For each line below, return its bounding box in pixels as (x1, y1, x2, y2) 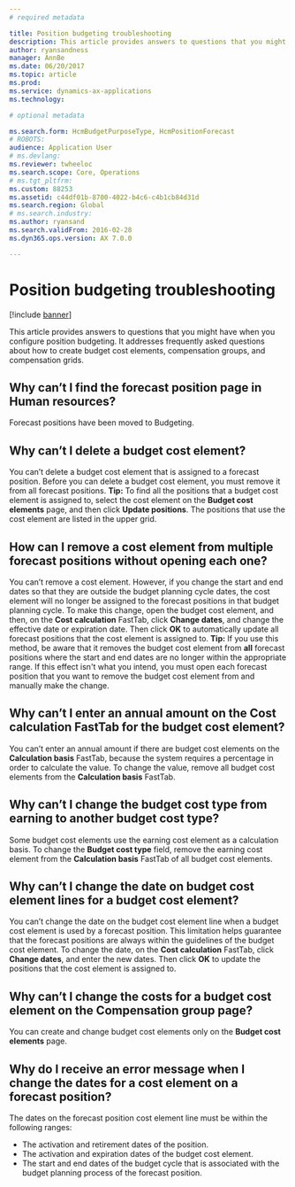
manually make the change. (9, 680, 110, 691)
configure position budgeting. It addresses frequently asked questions (9, 336, 265, 346)
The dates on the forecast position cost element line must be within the (9, 1113, 268, 1123)
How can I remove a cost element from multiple (9, 539, 274, 555)
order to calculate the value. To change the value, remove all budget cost (9, 762, 276, 772)
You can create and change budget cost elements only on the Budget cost (9, 1027, 281, 1037)
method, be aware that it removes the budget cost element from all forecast (9, 643, 285, 653)
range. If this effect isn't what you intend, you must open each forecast (9, 662, 268, 671)
